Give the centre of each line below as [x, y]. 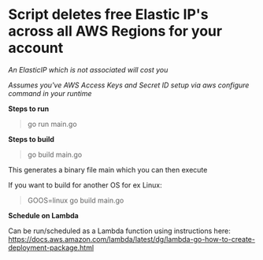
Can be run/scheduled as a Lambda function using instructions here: [119, 231]
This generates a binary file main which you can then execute [108, 169]
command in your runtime [50, 93]
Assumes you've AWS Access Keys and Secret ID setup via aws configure [129, 85]
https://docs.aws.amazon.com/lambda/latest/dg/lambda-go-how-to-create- [132, 239]
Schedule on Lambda [43, 215]
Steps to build [31, 139]
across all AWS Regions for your [115, 31]
